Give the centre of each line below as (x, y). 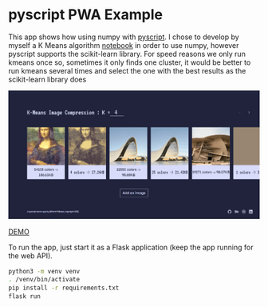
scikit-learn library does (47, 79)
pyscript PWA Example (86, 15)
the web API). (31, 255)
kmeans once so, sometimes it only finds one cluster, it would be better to (130, 62)
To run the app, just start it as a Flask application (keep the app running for (131, 247)
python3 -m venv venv (44, 271)
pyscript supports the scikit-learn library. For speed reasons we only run (127, 54)
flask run (25, 297)
